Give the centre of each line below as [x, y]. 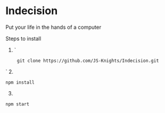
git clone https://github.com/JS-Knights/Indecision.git [88, 61]
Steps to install [23, 38]
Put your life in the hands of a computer [53, 27]
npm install [20, 82]
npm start [18, 104]
